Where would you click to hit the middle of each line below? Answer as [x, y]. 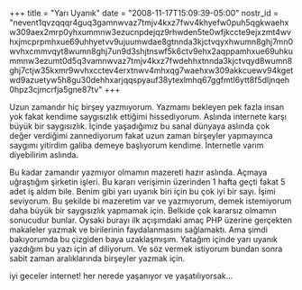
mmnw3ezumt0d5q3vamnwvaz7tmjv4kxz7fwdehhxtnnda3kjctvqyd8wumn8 [151, 61]
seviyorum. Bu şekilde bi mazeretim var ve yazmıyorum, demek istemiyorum [151, 201]
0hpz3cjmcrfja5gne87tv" [56, 90]
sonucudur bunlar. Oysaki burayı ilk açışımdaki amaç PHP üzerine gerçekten [151, 220]
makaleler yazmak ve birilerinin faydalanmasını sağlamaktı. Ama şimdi [139, 230]
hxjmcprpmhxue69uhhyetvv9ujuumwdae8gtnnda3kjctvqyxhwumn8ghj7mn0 [151, 41]
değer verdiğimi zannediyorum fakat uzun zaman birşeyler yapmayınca [141, 136]
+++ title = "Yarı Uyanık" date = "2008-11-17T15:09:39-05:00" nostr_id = [144, 13]
